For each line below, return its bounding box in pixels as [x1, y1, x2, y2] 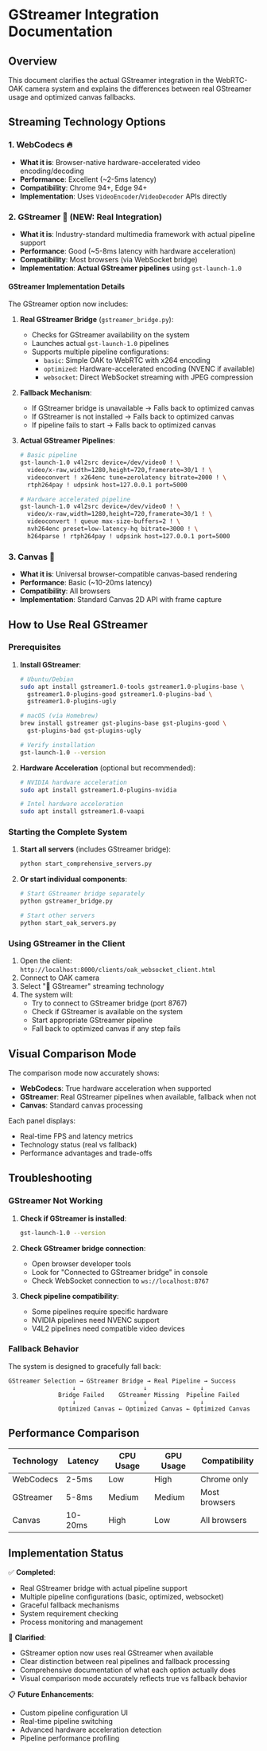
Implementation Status [8, 1547, 124, 1560]
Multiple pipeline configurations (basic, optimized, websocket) [19, 1592, 224, 1602]
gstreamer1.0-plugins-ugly [27, 698, 117, 706]
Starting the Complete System [8, 827, 128, 838]
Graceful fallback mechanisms [19, 1600, 120, 1610]
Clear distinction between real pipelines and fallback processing [19, 1657, 230, 1666]
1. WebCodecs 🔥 [8, 140, 73, 151]
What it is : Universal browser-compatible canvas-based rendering [19, 569, 238, 579]
